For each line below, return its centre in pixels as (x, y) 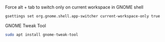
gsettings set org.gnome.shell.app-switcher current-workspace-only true (83, 16)
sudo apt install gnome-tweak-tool (42, 35)
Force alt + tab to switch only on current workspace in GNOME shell (74, 7)
